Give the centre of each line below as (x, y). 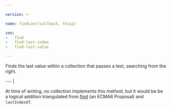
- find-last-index (27, 42)
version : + (17, 14)
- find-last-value (27, 47)
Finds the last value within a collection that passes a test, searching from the (86, 66)
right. (11, 71)
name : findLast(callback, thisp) (41, 23)
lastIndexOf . (19, 102)
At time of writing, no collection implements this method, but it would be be (84, 91)
